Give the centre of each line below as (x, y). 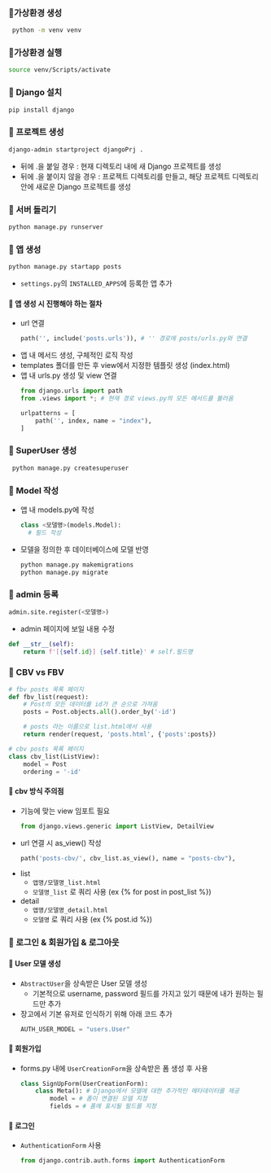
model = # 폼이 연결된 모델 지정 (99, 1099)
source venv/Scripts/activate (60, 70)
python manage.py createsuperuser (70, 468)
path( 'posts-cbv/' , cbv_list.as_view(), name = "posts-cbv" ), (128, 858)
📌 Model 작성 (34, 490)
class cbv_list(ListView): (54, 756)
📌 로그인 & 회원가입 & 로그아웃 (64, 943)
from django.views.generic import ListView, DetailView (117, 826)
